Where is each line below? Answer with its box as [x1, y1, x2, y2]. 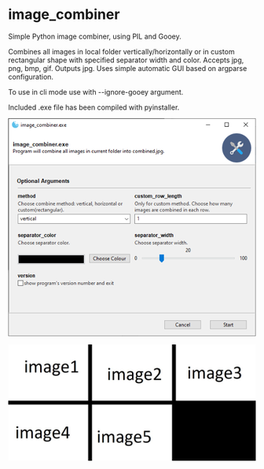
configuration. [8, 72, 53, 81]
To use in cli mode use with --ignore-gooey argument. [8, 87, 184, 96]
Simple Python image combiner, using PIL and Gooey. [8, 32, 182, 41]
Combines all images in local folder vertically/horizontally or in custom [8, 47, 235, 56]
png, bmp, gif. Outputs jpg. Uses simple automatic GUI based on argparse [8, 63, 247, 73]
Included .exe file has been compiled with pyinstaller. [8, 102, 180, 112]
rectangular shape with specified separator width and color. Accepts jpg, [8, 55, 244, 65]
